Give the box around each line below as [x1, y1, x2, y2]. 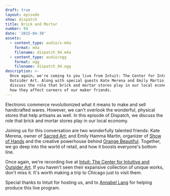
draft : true [5, 7, 30, 13]
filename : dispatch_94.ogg [14, 64, 71, 69]
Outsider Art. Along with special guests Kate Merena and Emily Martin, [10, 78, 166, 83]
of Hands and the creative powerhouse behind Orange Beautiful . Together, [5, 138, 161, 144]
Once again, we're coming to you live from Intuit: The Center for [10, 73, 155, 79]
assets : [5, 36, 22, 41]
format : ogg [14, 59, 39, 64]
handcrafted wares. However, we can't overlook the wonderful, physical [5, 107, 155, 113]
